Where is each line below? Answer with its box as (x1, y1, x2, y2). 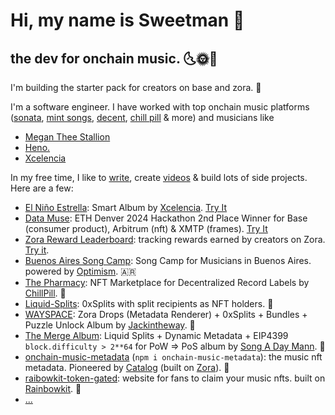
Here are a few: (10, 182, 74, 194)
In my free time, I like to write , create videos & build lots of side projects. (10, 172, 308, 183)
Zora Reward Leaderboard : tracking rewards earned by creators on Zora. (24, 234, 326, 245)
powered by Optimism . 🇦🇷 (24, 265, 137, 277)
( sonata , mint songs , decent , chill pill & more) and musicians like (10, 112, 275, 123)
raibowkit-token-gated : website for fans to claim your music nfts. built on (24, 372, 326, 384)
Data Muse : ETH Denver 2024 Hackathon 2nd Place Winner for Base (24, 212, 308, 224)
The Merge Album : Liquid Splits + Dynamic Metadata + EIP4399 (24, 330, 289, 341)
